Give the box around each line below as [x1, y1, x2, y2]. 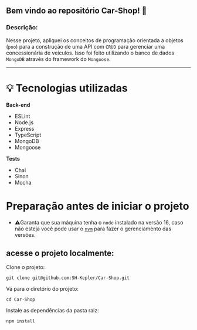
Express [14, 125, 35, 132]
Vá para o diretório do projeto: [6, 285, 79, 292]
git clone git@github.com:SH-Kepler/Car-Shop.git [6, 275, 130, 281]
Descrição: [6, 23, 38, 32]
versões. [14, 231, 36, 238]
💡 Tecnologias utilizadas [6, 81, 128, 94]
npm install [6, 318, 35, 324]
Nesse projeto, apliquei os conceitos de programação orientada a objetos [6, 36, 184, 44]
